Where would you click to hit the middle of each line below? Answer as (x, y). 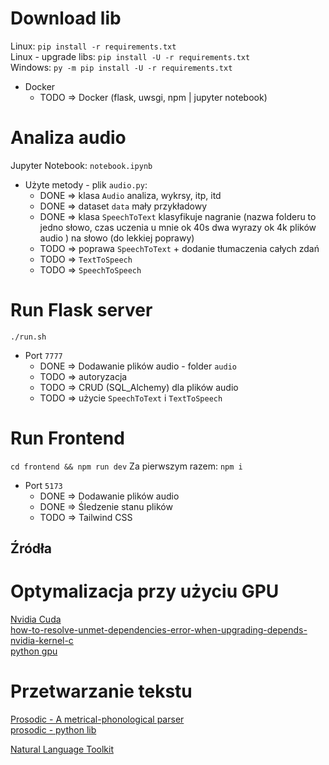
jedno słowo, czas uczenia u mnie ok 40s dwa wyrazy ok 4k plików (178, 227)
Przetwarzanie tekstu (101, 691)
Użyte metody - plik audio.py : (86, 184)
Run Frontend (67, 438)
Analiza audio (68, 138)
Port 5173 (43, 485)
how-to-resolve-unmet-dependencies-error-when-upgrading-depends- (159, 630)
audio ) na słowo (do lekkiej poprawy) (117, 238)
